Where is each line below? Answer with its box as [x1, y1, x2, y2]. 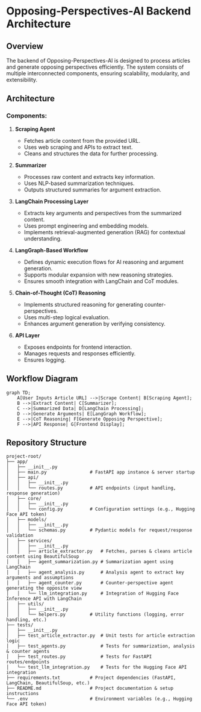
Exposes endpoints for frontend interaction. [23, 343, 132, 351]
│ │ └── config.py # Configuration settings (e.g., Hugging [6, 506, 196, 513]
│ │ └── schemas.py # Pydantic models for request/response [6, 527, 193, 534]
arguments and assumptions [6, 575, 74, 581]
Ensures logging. [23, 356, 66, 363]
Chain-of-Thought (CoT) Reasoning [14, 289, 106, 296]
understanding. [23, 235, 62, 242]
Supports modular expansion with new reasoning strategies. [23, 271, 173, 278]
